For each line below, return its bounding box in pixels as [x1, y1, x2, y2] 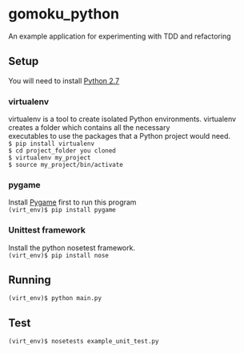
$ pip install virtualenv [8, 140, 94, 148]
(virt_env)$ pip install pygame [8, 206, 116, 214]
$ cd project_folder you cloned [8, 147, 116, 155]
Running [8, 274, 52, 287]
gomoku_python [8, 5, 120, 23]
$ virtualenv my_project [8, 154, 91, 162]
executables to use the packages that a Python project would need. [8, 132, 230, 141]
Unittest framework [8, 225, 86, 236]
